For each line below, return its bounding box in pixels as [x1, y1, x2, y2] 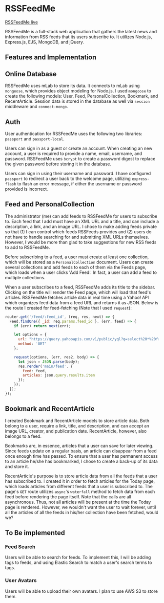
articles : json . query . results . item [22, 373, 95, 378]
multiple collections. [5, 274, 45, 280]
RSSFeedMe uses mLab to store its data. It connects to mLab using [5, 83, 140, 89]
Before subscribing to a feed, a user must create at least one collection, [5, 254, 149, 260]
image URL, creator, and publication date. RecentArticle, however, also [5, 428, 147, 434]
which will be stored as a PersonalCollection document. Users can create [5, 259, 154, 265]
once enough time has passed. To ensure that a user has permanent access [5, 453, 158, 459]
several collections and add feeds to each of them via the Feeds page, [5, 264, 146, 270]
